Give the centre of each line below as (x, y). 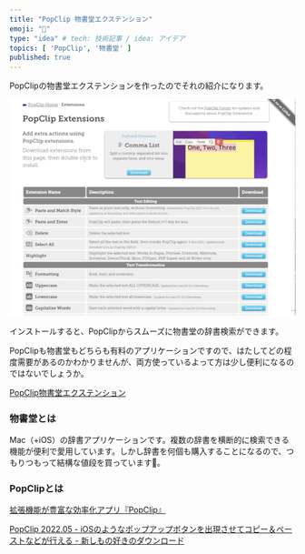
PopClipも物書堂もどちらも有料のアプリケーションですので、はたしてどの (147, 350)
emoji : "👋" (30, 29)
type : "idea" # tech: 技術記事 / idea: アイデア (98, 38)
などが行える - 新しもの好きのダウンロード (104, 540)
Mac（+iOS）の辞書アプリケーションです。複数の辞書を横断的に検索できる (149, 439)
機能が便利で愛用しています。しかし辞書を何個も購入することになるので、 (148, 451)
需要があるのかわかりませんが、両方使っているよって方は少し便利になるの (156, 362)
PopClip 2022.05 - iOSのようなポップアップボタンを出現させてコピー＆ (143, 529)
